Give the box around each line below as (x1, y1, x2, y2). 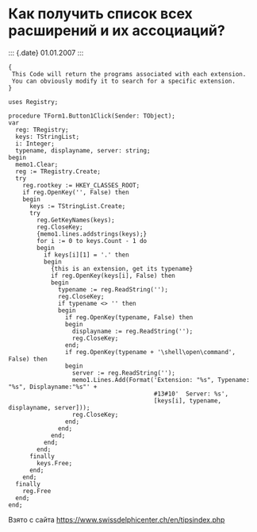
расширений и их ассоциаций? (8, 21, 226, 40)
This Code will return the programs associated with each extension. (11, 70, 247, 78)
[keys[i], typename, (153, 396, 222, 405)
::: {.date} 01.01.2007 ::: (8, 48, 84, 57)
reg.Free (22, 487, 52, 495)
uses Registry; (8, 98, 59, 106)
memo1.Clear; (15, 160, 59, 168)
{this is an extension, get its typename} (50, 264, 194, 272)
